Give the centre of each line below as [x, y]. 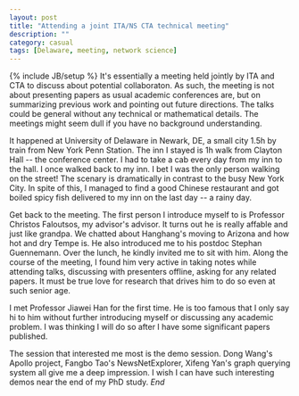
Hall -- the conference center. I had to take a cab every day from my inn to [146, 160]
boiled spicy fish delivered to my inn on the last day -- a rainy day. [131, 198]
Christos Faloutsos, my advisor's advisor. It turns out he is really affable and [149, 225]
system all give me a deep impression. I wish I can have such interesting [142, 373]
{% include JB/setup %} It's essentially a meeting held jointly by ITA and [142, 76]
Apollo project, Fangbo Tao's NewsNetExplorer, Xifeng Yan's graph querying [150, 363]
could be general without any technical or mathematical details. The [134, 114]
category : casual [42, 42]
